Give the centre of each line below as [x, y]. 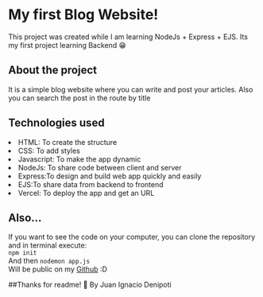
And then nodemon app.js [49, 261]
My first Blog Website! [83, 15]
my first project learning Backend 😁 [68, 45]
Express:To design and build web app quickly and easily [110, 176]
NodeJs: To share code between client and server [100, 167]
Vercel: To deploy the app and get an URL [87, 193]
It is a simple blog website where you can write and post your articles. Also [131, 89]
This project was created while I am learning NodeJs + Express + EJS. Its [128, 37]
